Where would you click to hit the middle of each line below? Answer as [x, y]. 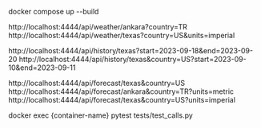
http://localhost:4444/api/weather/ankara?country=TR [98, 27]
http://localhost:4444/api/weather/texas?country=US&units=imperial [122, 35]
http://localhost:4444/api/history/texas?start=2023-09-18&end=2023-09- [131, 50]
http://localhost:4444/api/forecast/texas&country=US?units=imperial [122, 100]
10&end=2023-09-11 [42, 68]
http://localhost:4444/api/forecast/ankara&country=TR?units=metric [121, 91]
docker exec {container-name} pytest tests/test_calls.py [101, 115]
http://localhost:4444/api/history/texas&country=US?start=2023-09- [133, 59]
